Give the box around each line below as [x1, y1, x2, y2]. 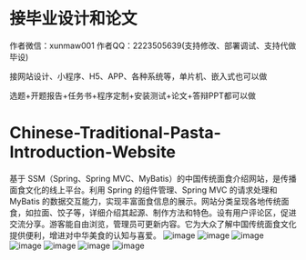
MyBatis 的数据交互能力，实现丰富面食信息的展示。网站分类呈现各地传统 [9, 195, 281, 206]
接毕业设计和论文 [9, 8, 138, 29]
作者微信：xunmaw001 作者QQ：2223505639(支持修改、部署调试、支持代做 [9, 40, 297, 51]
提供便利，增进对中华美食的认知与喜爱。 [9, 229, 161, 241]
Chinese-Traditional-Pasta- [9, 123, 221, 144]
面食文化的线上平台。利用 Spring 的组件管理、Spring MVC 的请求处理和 [9, 184, 278, 195]
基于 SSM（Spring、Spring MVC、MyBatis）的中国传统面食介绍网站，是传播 [9, 173, 297, 184]
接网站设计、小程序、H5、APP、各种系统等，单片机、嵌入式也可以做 [9, 70, 268, 82]
